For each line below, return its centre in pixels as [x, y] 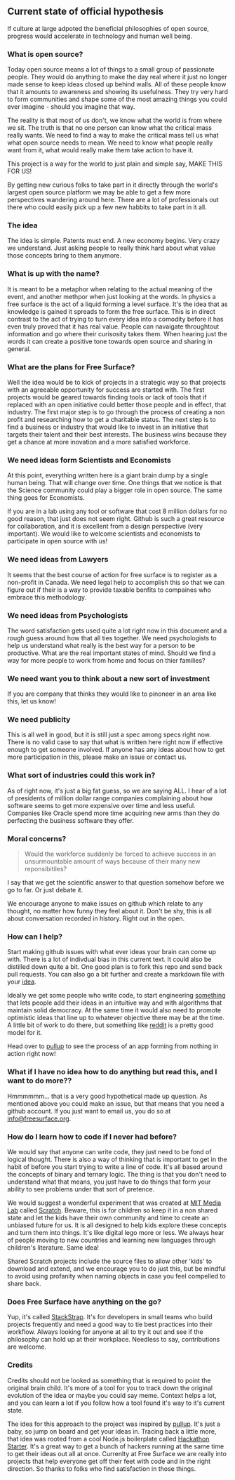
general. [19, 349]
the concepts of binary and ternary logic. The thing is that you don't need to [117, 1174]
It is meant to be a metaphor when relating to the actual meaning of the [110, 289]
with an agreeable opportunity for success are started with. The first [106, 390]
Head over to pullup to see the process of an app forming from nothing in [113, 1046]
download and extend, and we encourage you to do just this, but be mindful [116, 1268]
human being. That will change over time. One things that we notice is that [115, 483]
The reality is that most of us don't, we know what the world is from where [115, 120]
